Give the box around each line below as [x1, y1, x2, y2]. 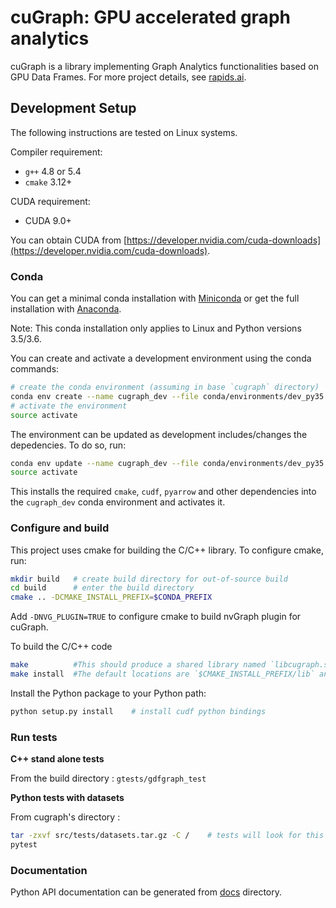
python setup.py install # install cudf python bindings [10, 706, 267, 716]
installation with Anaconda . [10, 303, 122, 315]
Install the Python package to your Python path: [10, 687, 207, 699]
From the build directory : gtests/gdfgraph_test [10, 772, 207, 785]
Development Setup [10, 100, 137, 117]
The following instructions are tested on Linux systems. [10, 126, 238, 138]
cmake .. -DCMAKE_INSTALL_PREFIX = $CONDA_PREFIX [10, 592, 213, 603]
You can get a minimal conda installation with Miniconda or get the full [10, 292, 300, 305]
